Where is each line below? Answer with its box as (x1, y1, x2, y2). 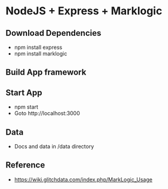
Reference (5, 160, 45, 171)
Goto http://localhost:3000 (14, 110, 80, 117)
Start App (5, 88, 42, 98)
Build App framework (5, 67, 87, 78)
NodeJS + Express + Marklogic (5, 4, 163, 18)
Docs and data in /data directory (14, 143, 94, 150)
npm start (14, 103, 38, 111)
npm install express (14, 44, 63, 51)
